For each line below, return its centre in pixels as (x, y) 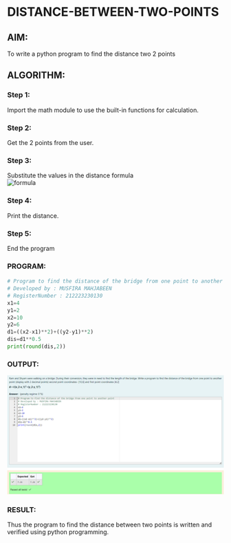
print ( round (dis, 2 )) (37, 347)
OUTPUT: (23, 364)
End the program (31, 248)
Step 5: (20, 233)
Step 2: (20, 128)
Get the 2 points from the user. (51, 142)
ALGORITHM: (36, 75)
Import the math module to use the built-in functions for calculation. (103, 110)
